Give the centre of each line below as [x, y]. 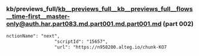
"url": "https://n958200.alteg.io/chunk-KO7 [111, 47]
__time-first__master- [38, 16]
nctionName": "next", [33, 36]
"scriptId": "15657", [81, 42]
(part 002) [178, 24]
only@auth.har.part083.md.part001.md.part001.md [84, 24]
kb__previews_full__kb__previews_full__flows [125, 9]
